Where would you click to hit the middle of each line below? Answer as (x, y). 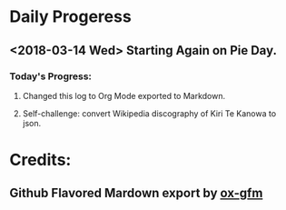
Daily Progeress (70, 17)
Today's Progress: (51, 76)
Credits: (40, 160)
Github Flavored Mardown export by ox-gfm (136, 193)
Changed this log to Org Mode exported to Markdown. (124, 95)
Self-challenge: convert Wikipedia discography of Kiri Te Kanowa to (149, 113)
